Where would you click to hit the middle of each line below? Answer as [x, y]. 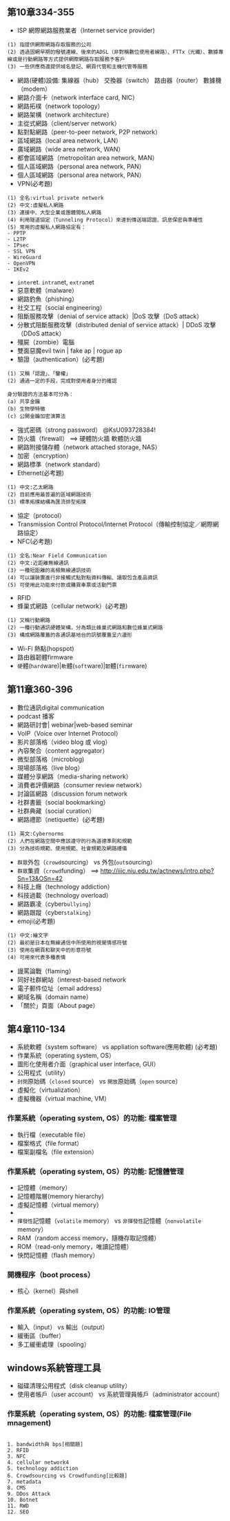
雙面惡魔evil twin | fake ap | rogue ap [70, 351]
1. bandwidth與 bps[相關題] [45, 1444]
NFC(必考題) [35, 541]
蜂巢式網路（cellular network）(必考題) [72, 606]
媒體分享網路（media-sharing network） [74, 776]
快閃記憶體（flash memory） [58, 1255]
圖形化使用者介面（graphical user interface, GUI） [88, 1064]
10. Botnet [23, 1500]
